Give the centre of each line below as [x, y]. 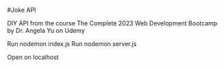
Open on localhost [33, 57]
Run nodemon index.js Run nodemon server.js [72, 44]
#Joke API [22, 10]
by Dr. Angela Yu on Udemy [46, 31]
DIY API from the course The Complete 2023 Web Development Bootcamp [112, 23]
